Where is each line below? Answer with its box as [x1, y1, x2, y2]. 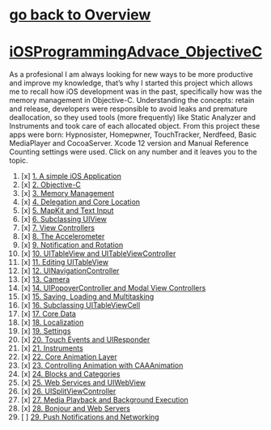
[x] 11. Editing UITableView [20, 258, 108, 267]
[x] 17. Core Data [20, 309, 76, 319]
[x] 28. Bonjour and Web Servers [20, 403, 130, 414]
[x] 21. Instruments [20, 343, 83, 353]
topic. [9, 155, 28, 165]
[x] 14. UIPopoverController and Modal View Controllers [20, 283, 206, 293]
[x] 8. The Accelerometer [20, 232, 105, 241]
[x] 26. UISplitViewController [20, 386, 116, 396]
